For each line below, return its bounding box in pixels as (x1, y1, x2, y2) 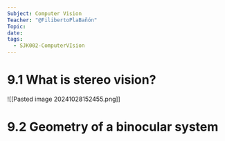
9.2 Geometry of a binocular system (7, 119, 219, 135)
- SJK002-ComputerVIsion (13, 42, 85, 49)
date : (7, 29, 23, 37)
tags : (7, 36, 23, 43)
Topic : (7, 23, 26, 30)
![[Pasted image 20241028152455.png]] (7, 95, 121, 103)
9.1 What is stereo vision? (7, 72, 156, 88)
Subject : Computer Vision (7, 10, 82, 17)
